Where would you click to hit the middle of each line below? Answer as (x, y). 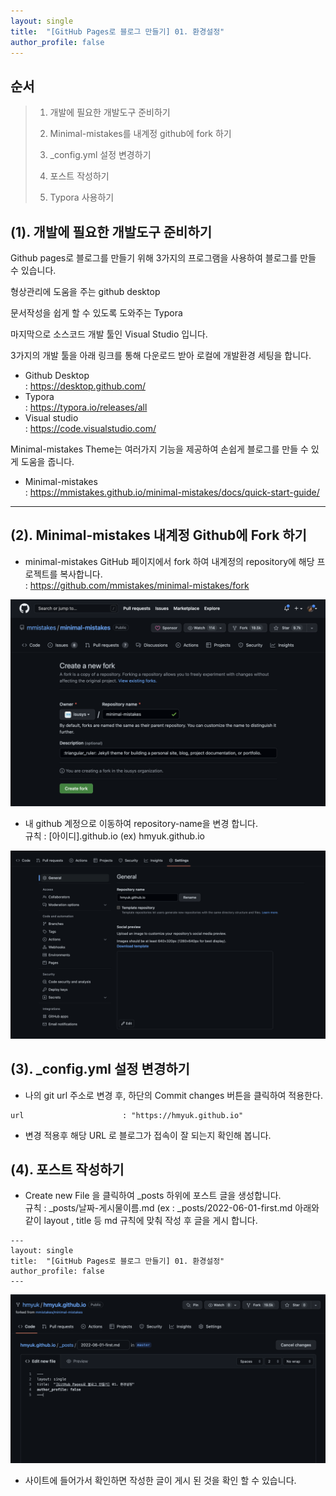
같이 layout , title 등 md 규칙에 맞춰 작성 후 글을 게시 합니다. (141, 1221)
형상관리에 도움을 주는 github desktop (85, 291)
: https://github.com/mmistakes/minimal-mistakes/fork (137, 585)
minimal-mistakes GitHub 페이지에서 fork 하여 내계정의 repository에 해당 (169, 561)
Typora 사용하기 (82, 197)
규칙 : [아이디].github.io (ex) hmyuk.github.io (114, 836)
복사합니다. (81, 574)
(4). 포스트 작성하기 (67, 1169)
